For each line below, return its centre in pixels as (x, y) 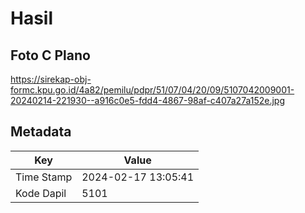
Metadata (41, 132)
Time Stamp (44, 177)
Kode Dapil (41, 193)
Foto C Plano (50, 55)
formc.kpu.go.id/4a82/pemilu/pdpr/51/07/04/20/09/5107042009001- (152, 90)
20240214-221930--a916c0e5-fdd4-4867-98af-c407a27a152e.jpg (148, 100)
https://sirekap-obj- (51, 79)
